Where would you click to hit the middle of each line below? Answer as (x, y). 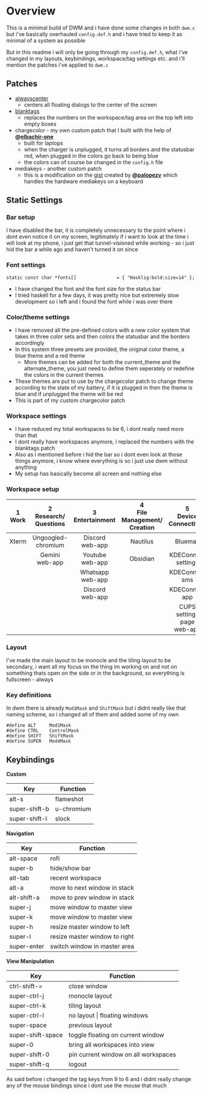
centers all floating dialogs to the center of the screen (90, 105)
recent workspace (76, 878)
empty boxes (40, 124)
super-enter (27, 947)
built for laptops (43, 143)
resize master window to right (92, 937)
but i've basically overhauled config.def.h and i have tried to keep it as (94, 34)
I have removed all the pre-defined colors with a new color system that (103, 330)
